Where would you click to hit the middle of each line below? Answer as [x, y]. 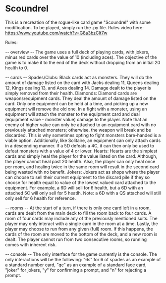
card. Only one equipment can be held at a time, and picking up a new [77, 103]
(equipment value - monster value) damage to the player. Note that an [76, 119]
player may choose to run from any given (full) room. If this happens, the [79, 229]
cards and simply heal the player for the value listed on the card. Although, [81, 156]
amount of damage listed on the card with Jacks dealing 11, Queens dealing [82, 83]
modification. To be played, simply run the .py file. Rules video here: [74, 27]
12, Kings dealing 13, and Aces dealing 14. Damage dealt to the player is [78, 88]
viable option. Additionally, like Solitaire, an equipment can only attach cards [83, 140]
